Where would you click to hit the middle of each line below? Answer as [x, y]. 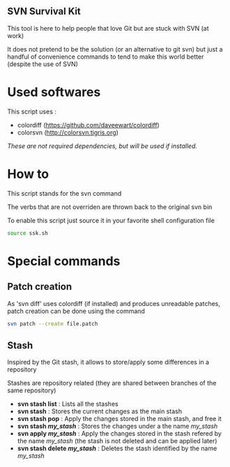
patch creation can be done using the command [76, 311]
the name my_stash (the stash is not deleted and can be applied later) [117, 441]
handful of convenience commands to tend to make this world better [106, 56]
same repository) [32, 390]
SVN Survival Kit [44, 12]
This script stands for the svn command [64, 193]
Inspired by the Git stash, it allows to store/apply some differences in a [108, 362]
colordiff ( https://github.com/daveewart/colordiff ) [89, 125]
